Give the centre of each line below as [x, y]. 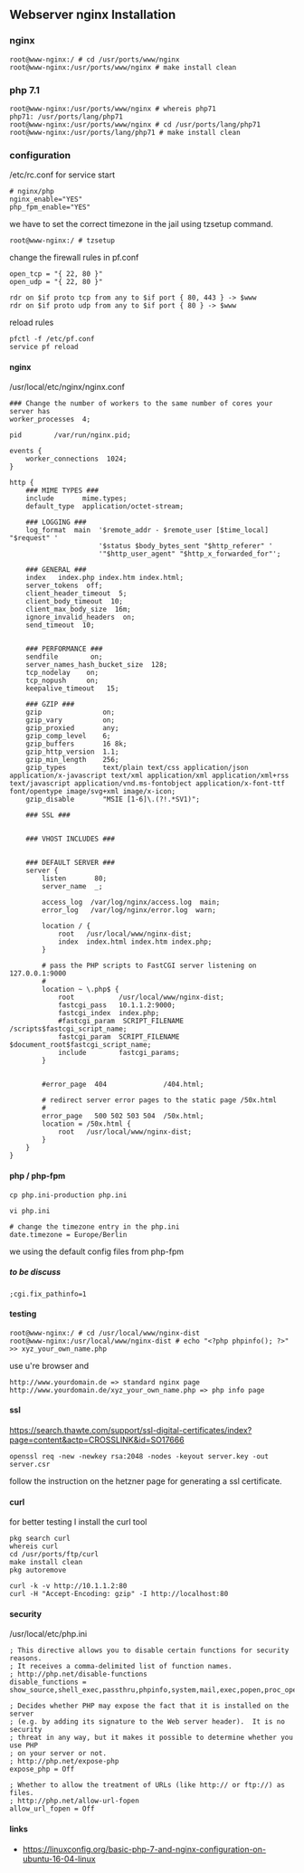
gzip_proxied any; [72, 728]
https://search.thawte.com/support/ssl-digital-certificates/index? [131, 1431]
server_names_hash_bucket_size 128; [97, 665]
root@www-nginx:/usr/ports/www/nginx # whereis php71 [113, 109]
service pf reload [44, 347]
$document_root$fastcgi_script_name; [81, 1045]
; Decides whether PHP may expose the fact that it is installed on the [149, 1706]
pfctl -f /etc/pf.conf [52, 339]
